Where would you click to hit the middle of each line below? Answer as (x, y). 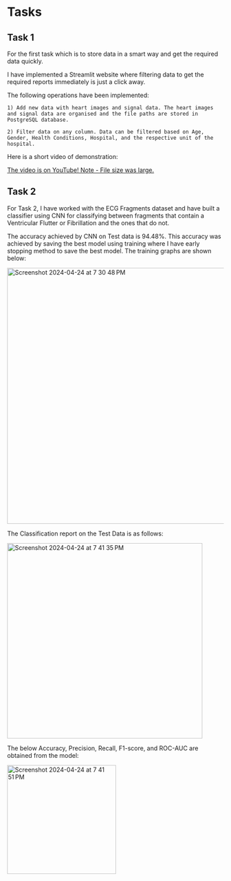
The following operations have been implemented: (78, 95)
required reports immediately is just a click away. (76, 82)
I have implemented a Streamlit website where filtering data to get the (106, 74)
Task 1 (21, 38)
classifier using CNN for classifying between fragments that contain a (106, 215)
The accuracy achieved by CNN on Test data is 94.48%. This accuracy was (114, 236)
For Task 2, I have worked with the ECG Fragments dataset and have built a (113, 208)
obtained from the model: (43, 755)
